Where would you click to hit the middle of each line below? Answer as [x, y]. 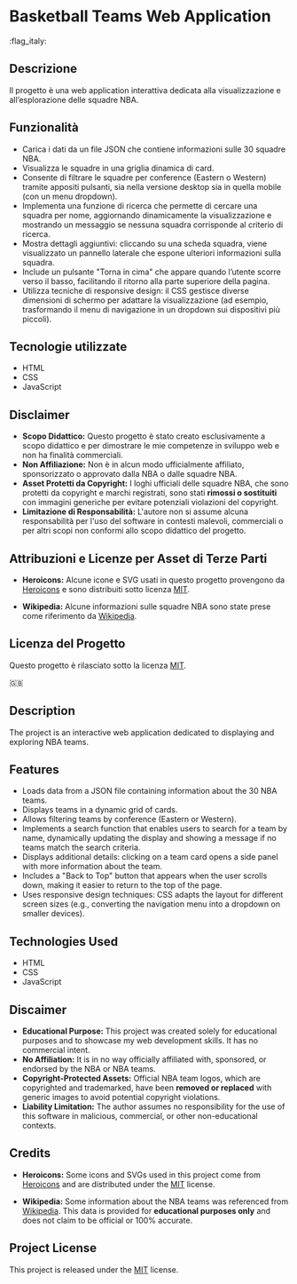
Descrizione [43, 69]
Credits [30, 1153]
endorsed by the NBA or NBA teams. [89, 1069]
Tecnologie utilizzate [68, 347]
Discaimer [38, 1010]
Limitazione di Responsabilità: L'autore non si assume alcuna [135, 511]
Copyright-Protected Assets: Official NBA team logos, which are [141, 1078]
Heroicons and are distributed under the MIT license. [118, 1184]
